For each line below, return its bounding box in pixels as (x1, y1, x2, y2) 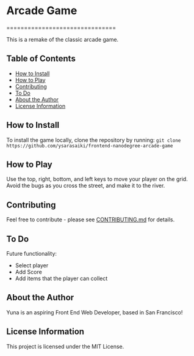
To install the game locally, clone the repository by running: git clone (6, 136, 181, 144)
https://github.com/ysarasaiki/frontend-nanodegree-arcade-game (6, 143, 173, 149)
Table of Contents (6, 53, 76, 64)
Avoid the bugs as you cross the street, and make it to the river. (6, 182, 165, 190)
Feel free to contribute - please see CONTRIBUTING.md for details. (6, 216, 175, 223)
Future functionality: (6, 250, 57, 257)
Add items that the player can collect (15, 275, 108, 282)
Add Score (15, 269, 43, 275)
